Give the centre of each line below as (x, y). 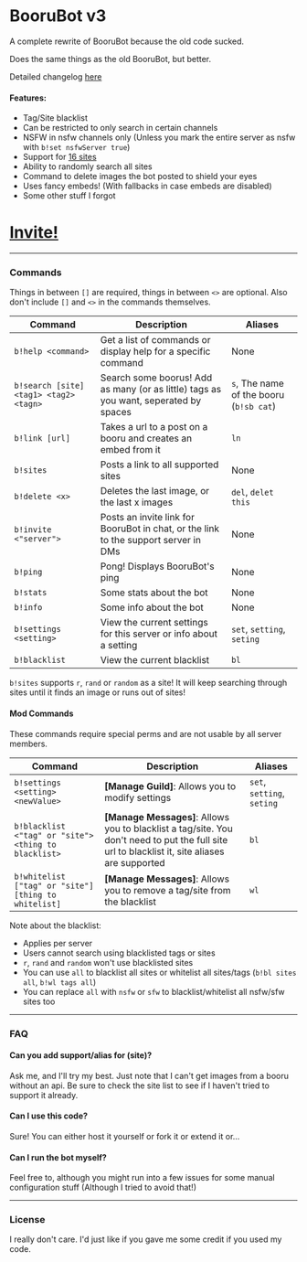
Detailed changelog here (56, 76)
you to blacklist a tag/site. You (169, 829)
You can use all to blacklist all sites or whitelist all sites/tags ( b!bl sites (159, 972)
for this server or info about (159, 634)
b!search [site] (49, 386)
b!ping (28, 572)
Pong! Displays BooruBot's (157, 566)
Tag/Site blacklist (55, 118)
